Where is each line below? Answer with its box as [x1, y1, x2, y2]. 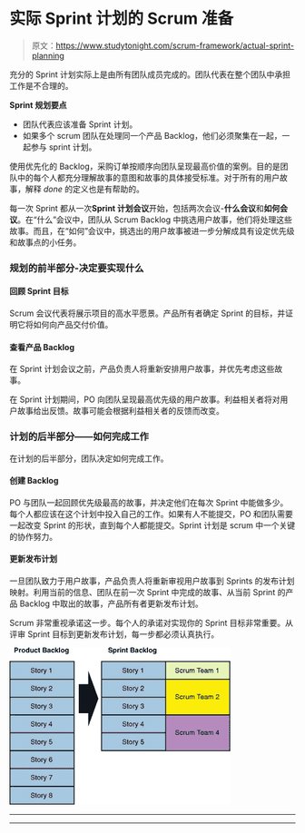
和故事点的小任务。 [9, 237, 82, 248]
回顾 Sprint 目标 [9, 286, 70, 297]
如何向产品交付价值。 [33, 319, 113, 330]
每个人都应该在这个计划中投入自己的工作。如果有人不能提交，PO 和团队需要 [9, 508, 293, 519]
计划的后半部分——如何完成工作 [9, 430, 150, 443]
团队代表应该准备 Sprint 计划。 [22, 119, 138, 130]
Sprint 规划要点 [9, 99, 67, 110]
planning [31, 50, 65, 61]
